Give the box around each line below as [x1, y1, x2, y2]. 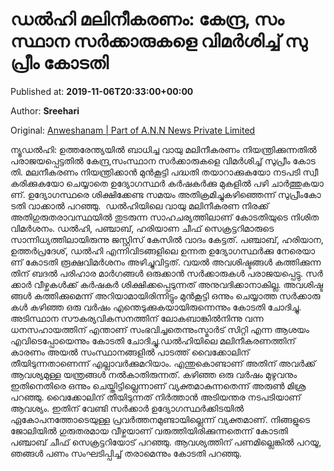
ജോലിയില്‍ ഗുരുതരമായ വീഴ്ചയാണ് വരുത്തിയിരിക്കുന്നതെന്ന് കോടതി [10, 424, 288, 437]
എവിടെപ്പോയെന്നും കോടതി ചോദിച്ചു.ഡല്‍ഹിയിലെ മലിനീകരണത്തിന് [10, 334, 296, 347]
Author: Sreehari [10, 104, 80, 117]
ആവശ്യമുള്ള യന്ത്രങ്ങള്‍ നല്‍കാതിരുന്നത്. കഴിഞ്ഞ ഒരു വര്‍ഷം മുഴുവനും [10, 368, 298, 380]
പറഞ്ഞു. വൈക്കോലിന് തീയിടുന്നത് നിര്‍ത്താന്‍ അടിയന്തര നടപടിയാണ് [10, 391, 302, 403]
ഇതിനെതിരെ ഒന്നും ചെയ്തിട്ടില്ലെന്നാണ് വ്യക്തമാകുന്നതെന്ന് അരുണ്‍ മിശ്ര [10, 379, 307, 392]
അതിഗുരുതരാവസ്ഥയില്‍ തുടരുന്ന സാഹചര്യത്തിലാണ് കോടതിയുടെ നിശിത [10, 211, 320, 223]
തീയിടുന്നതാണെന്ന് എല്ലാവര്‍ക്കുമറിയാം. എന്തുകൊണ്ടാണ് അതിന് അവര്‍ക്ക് [10, 357, 317, 369]
